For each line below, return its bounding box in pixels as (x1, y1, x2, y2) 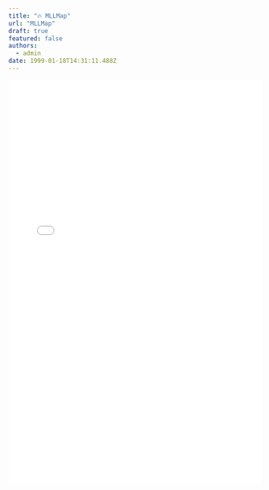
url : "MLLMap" (8, 19, 56, 27)
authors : (8, 42, 38, 50)
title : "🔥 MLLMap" (8, 11, 71, 20)
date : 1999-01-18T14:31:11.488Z (8, 57, 117, 65)
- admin (15, 49, 42, 57)
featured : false (8, 34, 63, 43)
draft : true (8, 27, 48, 35)
